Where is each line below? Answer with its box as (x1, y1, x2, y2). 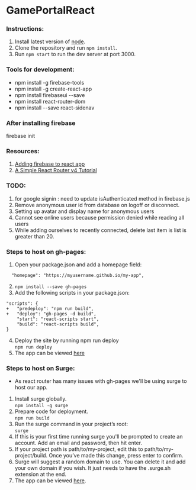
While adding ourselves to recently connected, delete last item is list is (14, 226, 187, 234)
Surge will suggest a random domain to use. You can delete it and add (14, 458, 186, 465)
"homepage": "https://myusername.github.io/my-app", (11, 272, 144, 278)
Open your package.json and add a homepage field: (14, 261, 142, 268)
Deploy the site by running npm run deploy (14, 337, 120, 344)
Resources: (6, 147, 40, 155)
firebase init (6, 133, 36, 140)
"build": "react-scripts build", (17, 321, 99, 327)
